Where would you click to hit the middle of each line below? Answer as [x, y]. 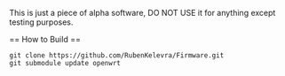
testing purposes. [41, 22]
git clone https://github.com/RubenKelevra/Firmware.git [117, 56]
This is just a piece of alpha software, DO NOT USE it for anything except [142, 13]
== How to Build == [45, 39]
